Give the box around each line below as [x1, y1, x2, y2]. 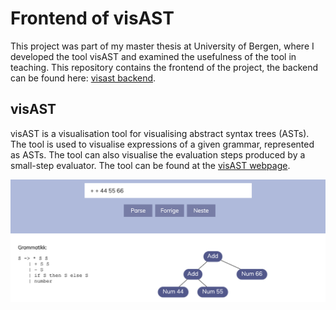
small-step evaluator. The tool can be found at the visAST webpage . [10, 159, 291, 171]
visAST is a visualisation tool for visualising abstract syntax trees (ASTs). [10, 127, 310, 139]
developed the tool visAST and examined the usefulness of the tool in [10, 50, 297, 62]
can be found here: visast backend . [10, 72, 157, 84]
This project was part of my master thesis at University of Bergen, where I [10, 40, 315, 52]
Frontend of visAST [10, 7, 175, 30]
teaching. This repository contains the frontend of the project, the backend [10, 61, 319, 73]
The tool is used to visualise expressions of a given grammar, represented [10, 138, 315, 150]
